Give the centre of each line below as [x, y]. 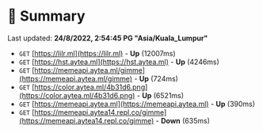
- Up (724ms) [156, 78]
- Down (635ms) [183, 120]
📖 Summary [46, 16]
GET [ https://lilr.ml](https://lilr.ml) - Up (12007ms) [97, 53]
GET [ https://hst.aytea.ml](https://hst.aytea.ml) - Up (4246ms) [119, 62]
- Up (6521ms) [160, 95]
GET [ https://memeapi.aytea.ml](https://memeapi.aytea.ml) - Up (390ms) [137, 104]
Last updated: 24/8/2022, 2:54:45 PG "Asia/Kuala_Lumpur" [108, 38]
